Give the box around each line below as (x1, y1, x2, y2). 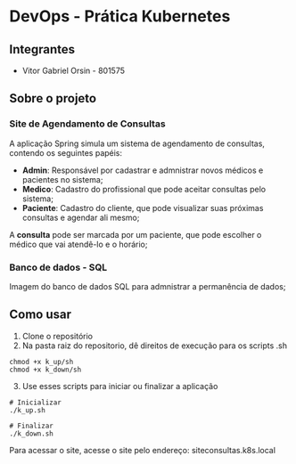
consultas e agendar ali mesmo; (21, 212, 140, 223)
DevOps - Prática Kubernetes (9, 6, 231, 27)
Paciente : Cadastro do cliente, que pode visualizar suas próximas (21, 202, 264, 213)
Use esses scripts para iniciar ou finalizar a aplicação (21, 380, 218, 391)
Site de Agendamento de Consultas (9, 118, 167, 130)
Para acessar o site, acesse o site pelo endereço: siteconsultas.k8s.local (9, 444, 276, 455)
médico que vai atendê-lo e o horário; (9, 239, 148, 249)
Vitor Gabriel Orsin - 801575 (21, 65, 125, 76)
